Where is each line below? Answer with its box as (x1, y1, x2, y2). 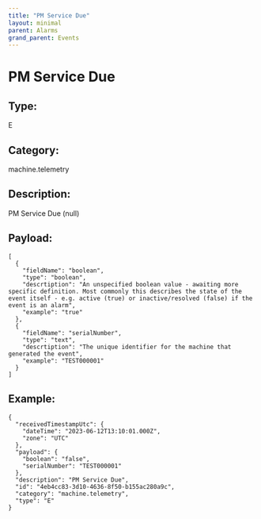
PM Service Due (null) (8, 208, 80, 218)
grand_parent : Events (8, 33, 80, 42)
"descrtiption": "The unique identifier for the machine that (22, 343, 232, 351)
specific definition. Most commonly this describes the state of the (8, 287, 243, 295)
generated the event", (8, 350, 83, 358)
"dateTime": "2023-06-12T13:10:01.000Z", (22, 427, 161, 435)
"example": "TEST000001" (22, 356, 104, 365)
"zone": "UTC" (22, 434, 69, 442)
